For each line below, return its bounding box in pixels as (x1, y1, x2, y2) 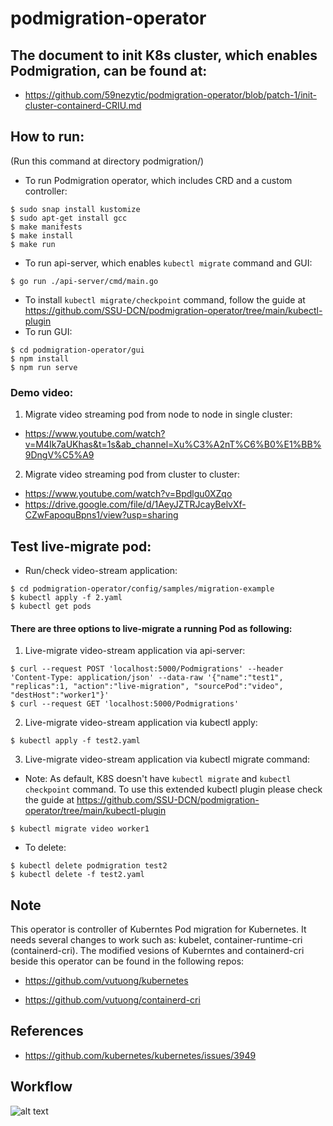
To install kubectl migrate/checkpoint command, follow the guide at (24, 293, 306, 306)
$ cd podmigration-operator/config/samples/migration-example (10, 583, 275, 594)
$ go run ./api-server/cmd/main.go (10, 276, 159, 286)
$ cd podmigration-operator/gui (10, 345, 145, 355)
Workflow (10, 1078, 73, 1096)
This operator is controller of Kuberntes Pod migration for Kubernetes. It (10, 923, 307, 935)
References (10, 1023, 84, 1040)
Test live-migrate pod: (10, 538, 152, 555)
